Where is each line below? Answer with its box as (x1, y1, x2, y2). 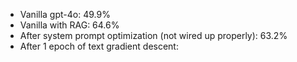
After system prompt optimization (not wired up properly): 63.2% (19, 30, 288, 41)
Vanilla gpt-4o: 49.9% (19, 9, 111, 20)
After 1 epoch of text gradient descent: (19, 40, 179, 52)
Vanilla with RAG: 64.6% (19, 19, 120, 31)
